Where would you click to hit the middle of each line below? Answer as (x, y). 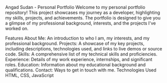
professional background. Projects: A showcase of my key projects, (75, 43)
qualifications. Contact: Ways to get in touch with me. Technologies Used (81, 70)
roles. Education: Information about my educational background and (75, 65)
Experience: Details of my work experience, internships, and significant (79, 59)
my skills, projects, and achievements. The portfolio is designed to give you (83, 18)
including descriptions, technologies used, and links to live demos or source (84, 49)
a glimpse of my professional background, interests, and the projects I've (81, 23)
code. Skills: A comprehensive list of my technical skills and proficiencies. (81, 54)
